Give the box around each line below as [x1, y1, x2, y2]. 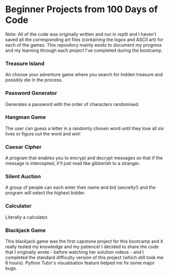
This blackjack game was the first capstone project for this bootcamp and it [5, 238, 163, 245]
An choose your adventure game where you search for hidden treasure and [5, 72, 163, 78]
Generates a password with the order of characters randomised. [5, 101, 140, 107]
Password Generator [5, 90, 57, 97]
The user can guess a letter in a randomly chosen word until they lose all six [5, 125, 164, 131]
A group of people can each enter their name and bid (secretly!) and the [5, 184, 156, 191]
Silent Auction [5, 173, 42, 180]
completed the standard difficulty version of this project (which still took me [5, 255, 164, 261]
